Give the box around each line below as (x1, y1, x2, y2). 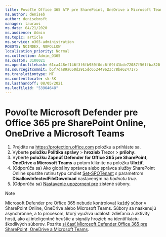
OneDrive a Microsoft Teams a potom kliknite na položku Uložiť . (12, 160, 144, 166)
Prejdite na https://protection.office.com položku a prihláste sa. (12, 144, 141, 150)
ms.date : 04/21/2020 (5, 26, 48, 31)
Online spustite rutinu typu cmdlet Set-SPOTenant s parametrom (12, 170, 144, 176)
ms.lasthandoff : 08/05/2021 (5, 81, 63, 86)
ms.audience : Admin (5, 30, 45, 35)
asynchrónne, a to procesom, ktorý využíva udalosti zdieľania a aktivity (5, 211, 150, 217)
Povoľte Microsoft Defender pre (5, 107, 138, 118)
